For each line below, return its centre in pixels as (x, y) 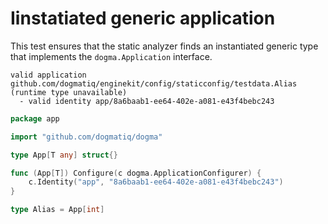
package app (35, 118)
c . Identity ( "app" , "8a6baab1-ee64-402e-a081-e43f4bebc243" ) (156, 182)
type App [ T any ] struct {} (64, 155)
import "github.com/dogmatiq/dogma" (86, 137)
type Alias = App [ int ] (57, 210)
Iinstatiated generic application (143, 18)
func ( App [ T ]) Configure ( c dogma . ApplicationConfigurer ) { (136, 173)
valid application (48, 75)
